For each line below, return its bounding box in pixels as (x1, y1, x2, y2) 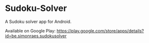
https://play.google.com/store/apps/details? (56, 28, 144, 33)
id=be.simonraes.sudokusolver (5, 33, 67, 39)
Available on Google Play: (5, 28, 56, 33)
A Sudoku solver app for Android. (5, 19, 72, 24)
